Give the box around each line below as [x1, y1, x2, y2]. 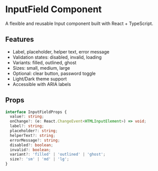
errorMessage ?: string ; [10, 137, 60, 143]
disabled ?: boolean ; [10, 142, 53, 148]
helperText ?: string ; [10, 133, 56, 138]
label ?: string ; [10, 124, 44, 129]
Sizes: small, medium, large [12, 65, 70, 71]
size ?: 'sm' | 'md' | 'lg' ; [10, 157, 70, 162]
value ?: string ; [10, 114, 44, 119]
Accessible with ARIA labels [12, 81, 71, 87]
